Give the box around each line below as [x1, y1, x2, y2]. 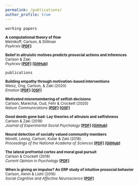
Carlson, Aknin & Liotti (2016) [5, 171, 56, 176]
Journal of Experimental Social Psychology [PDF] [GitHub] [5, 123, 108, 128]
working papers [5, 26, 37, 31]
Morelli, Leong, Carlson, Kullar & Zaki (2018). [5, 136, 82, 141]
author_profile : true [5, 12, 51, 17]
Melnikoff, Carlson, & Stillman [5, 39, 57, 44]
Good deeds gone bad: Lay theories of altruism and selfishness [5, 114, 119, 119]
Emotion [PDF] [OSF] [5, 88, 42, 93]
